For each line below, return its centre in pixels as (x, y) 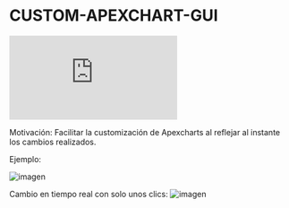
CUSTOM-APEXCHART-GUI (114, 16)
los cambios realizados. (53, 142)
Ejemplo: (25, 159)
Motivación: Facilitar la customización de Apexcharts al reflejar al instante (144, 132)
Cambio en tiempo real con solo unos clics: (89, 194)
